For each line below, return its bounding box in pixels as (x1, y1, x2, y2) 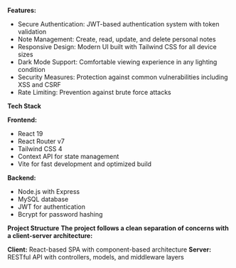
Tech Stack (7, 102, 41, 110)
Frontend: (7, 115, 38, 124)
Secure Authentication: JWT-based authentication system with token (17, 20, 220, 28)
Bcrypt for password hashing (17, 210, 103, 218)
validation (17, 28, 47, 36)
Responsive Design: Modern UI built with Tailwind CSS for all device (17, 43, 217, 51)
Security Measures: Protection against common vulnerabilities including (17, 73, 229, 81)
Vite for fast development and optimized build (17, 160, 151, 168)
